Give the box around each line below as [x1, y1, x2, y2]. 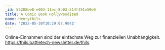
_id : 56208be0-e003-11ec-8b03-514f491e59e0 [5, 7, 96, 12]
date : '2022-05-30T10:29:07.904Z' [5, 21, 77, 26]
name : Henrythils [5, 16, 41, 21]
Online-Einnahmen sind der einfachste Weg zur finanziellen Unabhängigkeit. [5, 34, 161, 40]
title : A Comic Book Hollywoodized [5, 12, 79, 17]
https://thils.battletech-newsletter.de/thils [5, 40, 90, 46]
